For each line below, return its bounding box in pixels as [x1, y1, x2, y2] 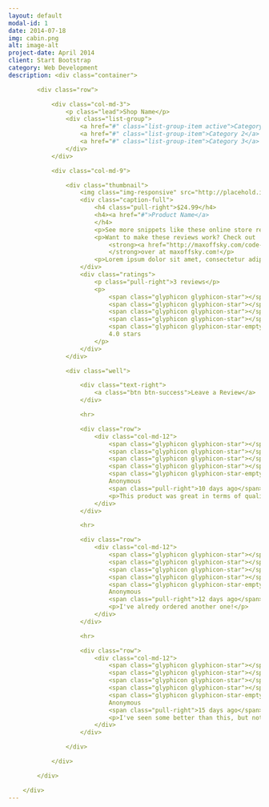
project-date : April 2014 [8, 49, 94, 57]
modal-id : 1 [8, 19, 48, 27]
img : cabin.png [8, 34, 59, 42]
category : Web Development [8, 64, 98, 72]
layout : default [8, 11, 62, 20]
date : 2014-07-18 [8, 26, 66, 34]
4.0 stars [108, 330, 142, 338]
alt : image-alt [8, 42, 59, 50]
